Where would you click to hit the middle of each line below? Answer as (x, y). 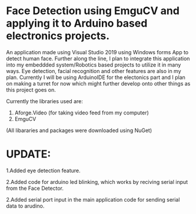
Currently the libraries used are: (45, 101)
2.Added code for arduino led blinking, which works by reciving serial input (97, 182)
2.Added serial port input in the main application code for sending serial (93, 199)
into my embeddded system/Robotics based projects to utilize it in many (94, 65)
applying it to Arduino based (77, 23)
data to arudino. (25, 206)
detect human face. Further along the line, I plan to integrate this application (98, 58)
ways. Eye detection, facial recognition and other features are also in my (94, 71)
